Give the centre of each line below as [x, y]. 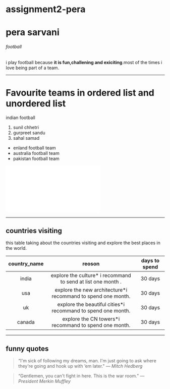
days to [150, 261]
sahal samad [26, 138]
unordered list [36, 103]
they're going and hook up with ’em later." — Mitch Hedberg [80, 366]
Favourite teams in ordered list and [80, 93]
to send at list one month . [91, 282]
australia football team [36, 153]
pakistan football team [36, 158]
